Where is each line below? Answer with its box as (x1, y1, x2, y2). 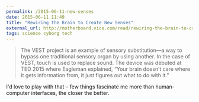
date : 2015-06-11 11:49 (6, 14, 65, 20)
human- (155, 83, 175, 90)
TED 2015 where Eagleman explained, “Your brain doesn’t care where (20, 65, 191, 73)
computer (6, 90, 30, 97)
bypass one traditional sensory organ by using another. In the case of (20, 53, 191, 60)
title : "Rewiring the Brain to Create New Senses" (6, 19, 134, 25)
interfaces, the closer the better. (31, 90, 110, 97)
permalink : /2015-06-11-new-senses (6, 8, 94, 15)
